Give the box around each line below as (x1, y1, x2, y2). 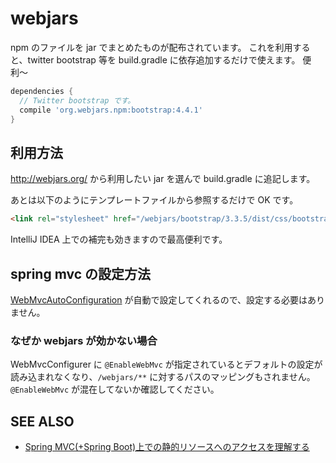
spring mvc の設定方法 (10, 265, 151, 282)
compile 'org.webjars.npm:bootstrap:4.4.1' (19, 105, 203, 115)
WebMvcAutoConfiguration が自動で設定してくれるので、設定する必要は (10, 293, 308, 306)
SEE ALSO (10, 413, 75, 430)
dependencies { (10, 86, 74, 96)
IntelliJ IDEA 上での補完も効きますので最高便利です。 (10, 233, 228, 246)
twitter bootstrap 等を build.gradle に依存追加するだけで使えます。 (27, 53, 301, 66)
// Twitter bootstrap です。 (19, 95, 136, 106)
